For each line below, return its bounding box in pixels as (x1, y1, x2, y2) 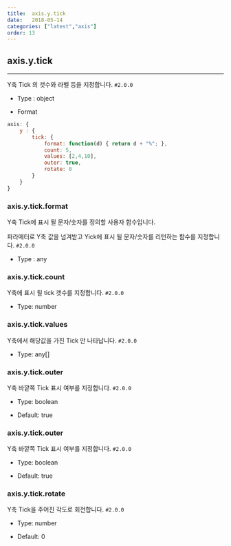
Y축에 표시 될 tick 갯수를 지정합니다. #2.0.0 (7, 289, 124, 297)
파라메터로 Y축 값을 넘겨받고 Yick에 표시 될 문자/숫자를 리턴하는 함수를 (7, 232, 196, 241)
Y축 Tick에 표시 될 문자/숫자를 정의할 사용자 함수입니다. (7, 218, 156, 226)
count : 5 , (43, 146, 72, 154)
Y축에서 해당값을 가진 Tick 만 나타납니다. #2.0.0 (7, 336, 137, 345)
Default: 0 (16, 532, 46, 541)
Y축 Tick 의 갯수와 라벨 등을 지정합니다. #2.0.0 (7, 81, 133, 89)
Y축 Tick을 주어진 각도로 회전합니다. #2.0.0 (7, 505, 124, 514)
